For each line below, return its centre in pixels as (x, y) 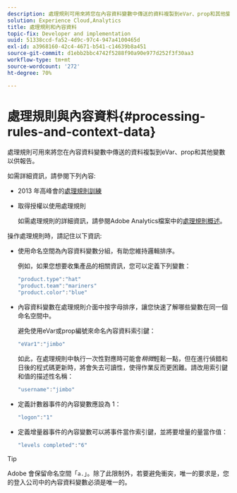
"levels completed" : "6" (53, 445)
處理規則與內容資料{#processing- (107, 116)
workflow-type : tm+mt (39, 60)
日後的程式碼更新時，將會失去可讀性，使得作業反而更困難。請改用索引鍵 (122, 367)
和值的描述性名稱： (45, 376)
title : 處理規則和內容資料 (42, 27)
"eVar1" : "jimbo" (41, 344)
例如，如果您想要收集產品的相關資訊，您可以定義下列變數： (104, 266)
